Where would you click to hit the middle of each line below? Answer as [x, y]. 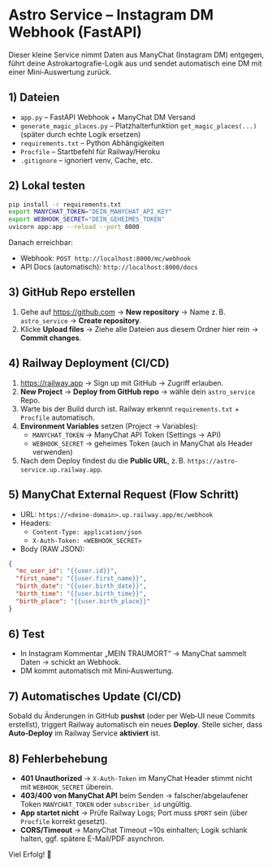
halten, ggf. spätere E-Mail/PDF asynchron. [92, 839]
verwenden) [52, 451]
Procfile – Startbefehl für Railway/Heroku [90, 151]
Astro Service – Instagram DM [111, 15]
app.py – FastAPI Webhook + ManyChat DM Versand [108, 117]
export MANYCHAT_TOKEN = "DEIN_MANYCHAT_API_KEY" [91, 212]
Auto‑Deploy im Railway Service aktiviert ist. [84, 733]
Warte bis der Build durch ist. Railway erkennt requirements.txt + [130, 408]
